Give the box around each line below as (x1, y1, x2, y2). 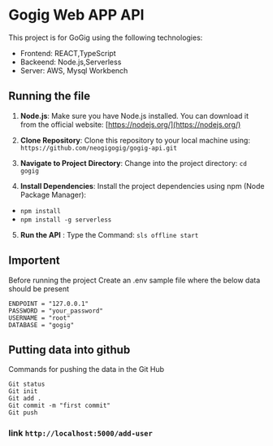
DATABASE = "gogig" (8, 321, 75, 329)
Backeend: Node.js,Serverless (19, 57, 122, 67)
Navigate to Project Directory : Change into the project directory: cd (19, 158, 248, 168)
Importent (8, 254, 60, 268)
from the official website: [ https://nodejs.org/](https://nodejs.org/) (19, 120, 241, 129)
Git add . (8, 395, 42, 403)
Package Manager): (19, 190, 87, 199)
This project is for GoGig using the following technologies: (8, 33, 203, 42)
